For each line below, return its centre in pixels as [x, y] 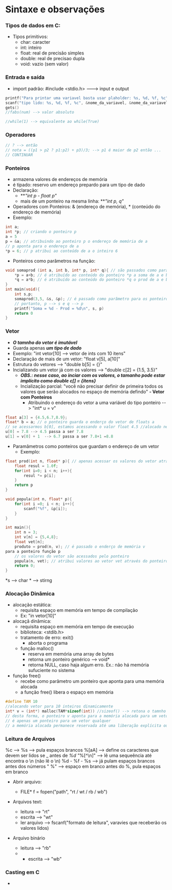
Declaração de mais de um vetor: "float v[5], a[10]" [66, 359]
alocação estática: [32, 605]
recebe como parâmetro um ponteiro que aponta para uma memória [92, 681]
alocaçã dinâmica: [32, 621]
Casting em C [23, 872]
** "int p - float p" [39, 196]
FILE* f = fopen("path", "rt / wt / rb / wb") [64, 792]
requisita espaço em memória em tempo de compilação [79, 610]
